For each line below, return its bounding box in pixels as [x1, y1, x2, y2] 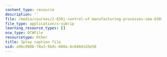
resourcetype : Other [5, 35, 48, 40]
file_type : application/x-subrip [5, 21, 75, 26]
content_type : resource [5, 7, 55, 12]
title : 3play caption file [5, 40, 61, 45]
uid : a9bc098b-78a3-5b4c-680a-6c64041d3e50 [5, 44, 97, 49]
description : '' [5, 12, 39, 17]
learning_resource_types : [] [5, 26, 66, 31]
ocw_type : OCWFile [5, 30, 43, 35]
